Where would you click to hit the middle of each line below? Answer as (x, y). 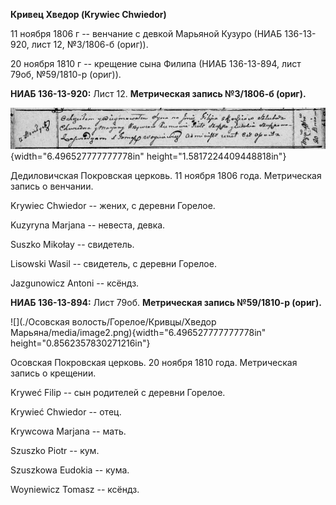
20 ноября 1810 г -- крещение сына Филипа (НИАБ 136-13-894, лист (156, 63)
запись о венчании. (52, 186)
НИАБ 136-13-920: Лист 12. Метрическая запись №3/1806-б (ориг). (158, 93)
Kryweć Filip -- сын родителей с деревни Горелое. (118, 392)
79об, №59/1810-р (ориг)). (66, 74)
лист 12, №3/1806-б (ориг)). (90, 44)
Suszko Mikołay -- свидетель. (72, 244)
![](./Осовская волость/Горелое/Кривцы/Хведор (113, 321)
